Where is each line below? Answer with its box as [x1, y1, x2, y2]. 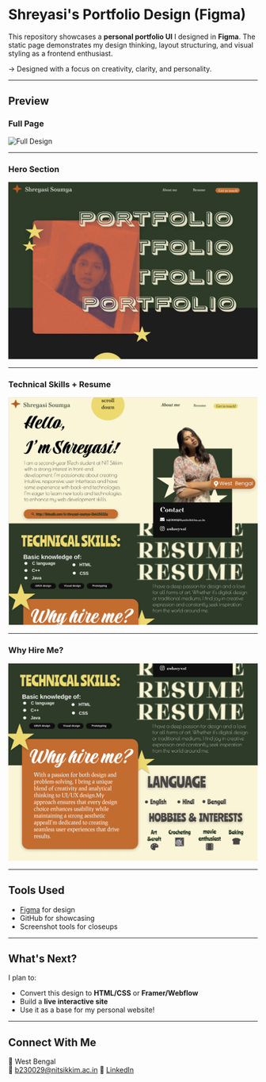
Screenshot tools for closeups [19, 922, 118, 931]
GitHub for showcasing [19, 913, 95, 923]
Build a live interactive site [19, 997, 108, 1007]
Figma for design [19, 904, 75, 914]
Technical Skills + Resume [8, 378, 112, 389]
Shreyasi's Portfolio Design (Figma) [8, 6, 246, 24]
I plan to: [8, 973, 37, 983]
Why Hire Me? [8, 645, 64, 656]
